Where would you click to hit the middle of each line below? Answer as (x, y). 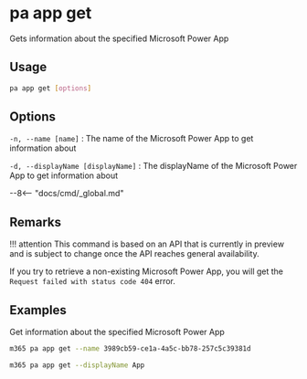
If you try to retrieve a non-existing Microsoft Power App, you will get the (146, 271)
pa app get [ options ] (51, 88)
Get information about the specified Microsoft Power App (117, 332)
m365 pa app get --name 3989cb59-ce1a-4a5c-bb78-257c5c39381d (130, 349)
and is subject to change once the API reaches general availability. (135, 254)
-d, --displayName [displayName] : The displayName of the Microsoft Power (153, 166)
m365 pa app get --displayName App (77, 365)
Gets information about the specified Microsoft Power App (119, 38)
